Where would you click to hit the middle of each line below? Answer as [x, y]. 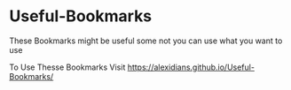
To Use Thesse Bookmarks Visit [67, 67]
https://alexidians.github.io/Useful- [191, 67]
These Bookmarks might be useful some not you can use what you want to [146, 41]
